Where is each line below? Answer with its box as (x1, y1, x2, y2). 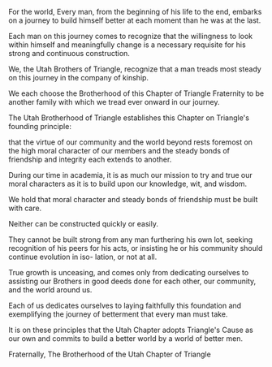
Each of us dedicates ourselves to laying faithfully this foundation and (8, 300, 242, 310)
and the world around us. (8, 285, 93, 295)
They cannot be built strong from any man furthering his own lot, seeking (8, 235, 253, 244)
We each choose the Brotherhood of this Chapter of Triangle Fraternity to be (8, 89, 265, 98)
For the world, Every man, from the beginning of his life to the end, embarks (8, 7, 262, 16)
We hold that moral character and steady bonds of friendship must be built (8, 195, 258, 204)
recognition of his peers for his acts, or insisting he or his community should (8, 244, 263, 253)
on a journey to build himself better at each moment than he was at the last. (8, 15, 261, 25)
